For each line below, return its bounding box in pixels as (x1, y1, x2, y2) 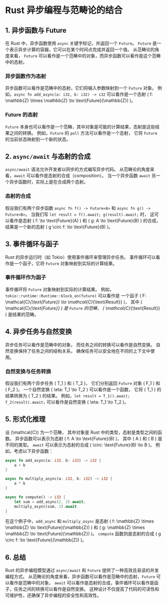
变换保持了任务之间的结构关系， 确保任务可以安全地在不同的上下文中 (9, 348, 151, 354)
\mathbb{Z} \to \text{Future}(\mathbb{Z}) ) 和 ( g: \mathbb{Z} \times (5, 524, 145, 530)
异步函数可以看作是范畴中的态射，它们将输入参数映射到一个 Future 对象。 (5, 85, 157, 91)
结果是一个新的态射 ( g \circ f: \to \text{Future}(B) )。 (5, 224, 113, 230)
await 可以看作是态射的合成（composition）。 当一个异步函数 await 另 (14, 173, 156, 179)
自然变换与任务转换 (5, 368, 51, 375)
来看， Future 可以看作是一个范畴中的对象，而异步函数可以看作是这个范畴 (9, 53, 161, 59)
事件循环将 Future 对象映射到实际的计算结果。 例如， (5, 286, 114, 292)
